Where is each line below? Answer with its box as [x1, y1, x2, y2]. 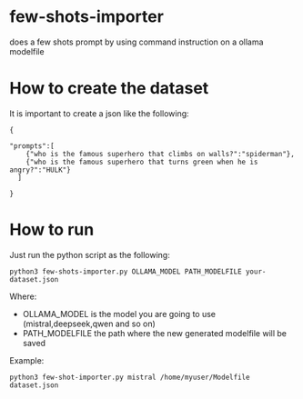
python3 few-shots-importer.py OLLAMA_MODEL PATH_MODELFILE [9, 266, 243, 276]
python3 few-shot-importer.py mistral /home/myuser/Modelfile [9, 373, 250, 382]
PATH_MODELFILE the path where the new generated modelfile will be [22, 327, 288, 338]
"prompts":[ [9, 141, 55, 151]
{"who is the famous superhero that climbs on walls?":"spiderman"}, [25, 149, 296, 158]
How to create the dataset [9, 78, 209, 99]
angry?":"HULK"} [9, 165, 71, 175]
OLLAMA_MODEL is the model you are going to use [22, 308, 217, 319]
